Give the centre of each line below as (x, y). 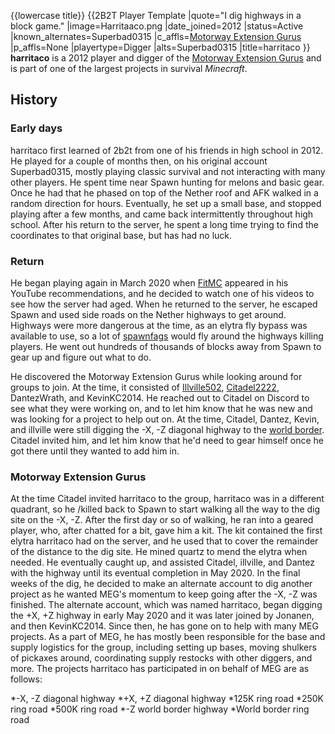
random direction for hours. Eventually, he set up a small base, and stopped (166, 203)
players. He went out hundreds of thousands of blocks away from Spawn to (166, 346)
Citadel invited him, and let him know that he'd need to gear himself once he (167, 440)
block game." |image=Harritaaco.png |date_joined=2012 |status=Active (157, 26)
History (34, 100)
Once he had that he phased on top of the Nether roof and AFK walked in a (164, 192)
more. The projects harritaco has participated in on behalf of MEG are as (160, 669)
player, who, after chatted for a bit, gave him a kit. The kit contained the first (166, 531)
